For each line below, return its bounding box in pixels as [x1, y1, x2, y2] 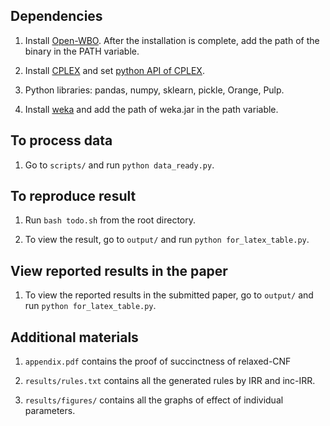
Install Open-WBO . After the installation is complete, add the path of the [24, 34, 320, 46]
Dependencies [10, 8, 103, 25]
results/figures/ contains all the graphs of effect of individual [24, 394, 284, 406]
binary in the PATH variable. [24, 45, 140, 57]
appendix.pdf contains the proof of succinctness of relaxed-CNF [24, 355, 292, 368]
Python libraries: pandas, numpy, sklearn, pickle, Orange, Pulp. [24, 84, 285, 96]
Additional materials [10, 329, 139, 346]
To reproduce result [10, 188, 137, 205]
